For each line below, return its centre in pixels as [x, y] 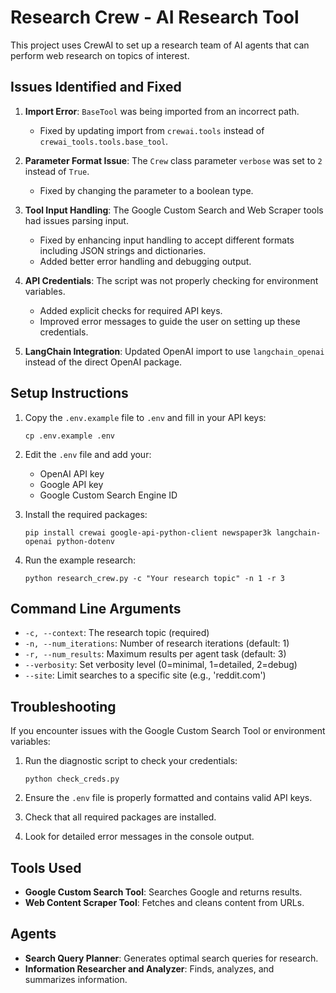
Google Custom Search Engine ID [108, 495]
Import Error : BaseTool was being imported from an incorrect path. [162, 111]
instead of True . [57, 171]
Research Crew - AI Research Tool [155, 17]
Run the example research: [80, 560]
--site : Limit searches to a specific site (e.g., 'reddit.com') [145, 675]
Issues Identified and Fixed [96, 87]
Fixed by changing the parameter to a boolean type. [146, 190]
